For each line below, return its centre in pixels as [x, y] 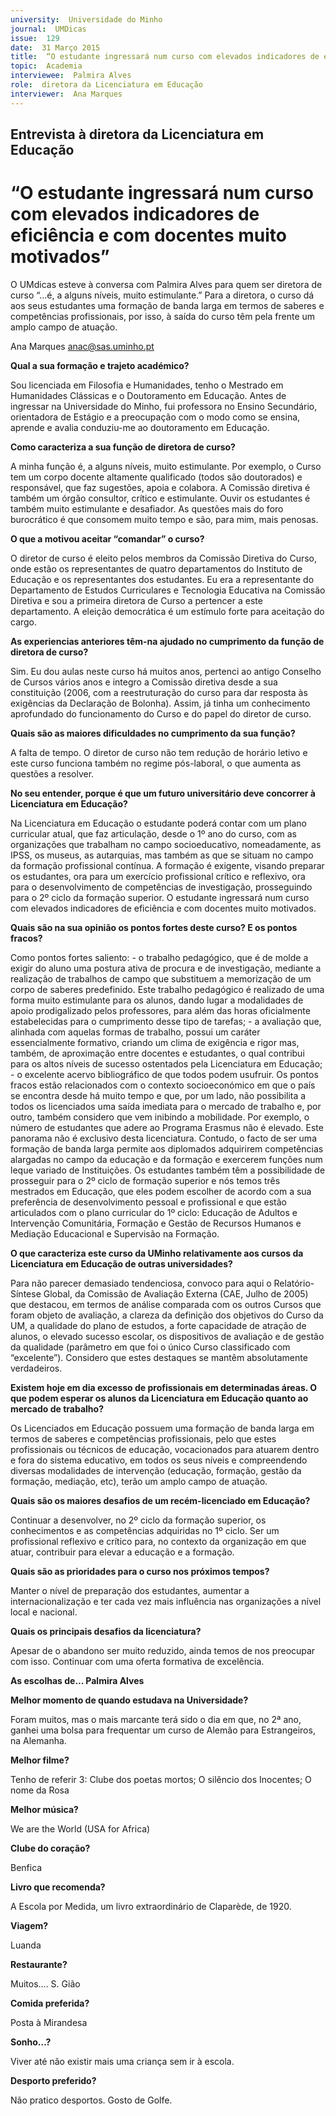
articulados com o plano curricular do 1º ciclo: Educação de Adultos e [154, 1212]
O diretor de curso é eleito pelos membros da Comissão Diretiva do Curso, [164, 558]
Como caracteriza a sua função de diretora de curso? [123, 447]
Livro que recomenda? [58, 1887]
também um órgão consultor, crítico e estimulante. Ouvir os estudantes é [160, 498]
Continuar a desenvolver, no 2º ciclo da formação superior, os [138, 1520]
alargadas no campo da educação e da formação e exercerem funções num [166, 1159]
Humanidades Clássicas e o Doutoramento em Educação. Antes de [148, 395]
